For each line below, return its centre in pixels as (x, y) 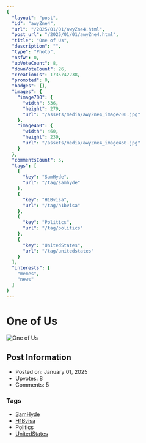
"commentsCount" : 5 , (38, 160)
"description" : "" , (37, 47)
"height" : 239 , (42, 137)
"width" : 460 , (41, 132)
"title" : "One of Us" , (41, 40)
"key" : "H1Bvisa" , (46, 199)
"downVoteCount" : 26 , (39, 69)
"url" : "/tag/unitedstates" (58, 251)
